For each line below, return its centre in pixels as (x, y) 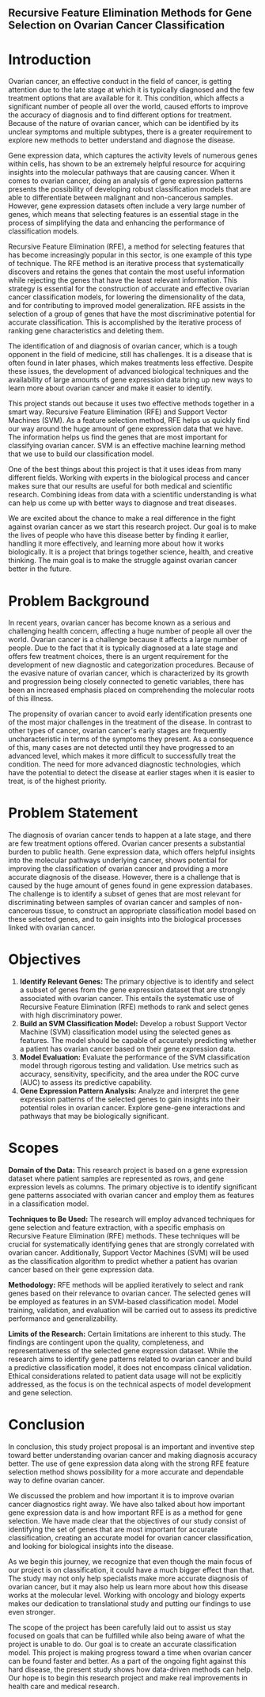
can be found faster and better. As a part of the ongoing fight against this (127, 1661)
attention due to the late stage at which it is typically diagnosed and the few (131, 89)
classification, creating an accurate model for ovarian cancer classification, (131, 1538)
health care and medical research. (64, 1687)
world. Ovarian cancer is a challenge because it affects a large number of (128, 640)
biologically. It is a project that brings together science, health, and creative (131, 552)
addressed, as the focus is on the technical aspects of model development (130, 1384)
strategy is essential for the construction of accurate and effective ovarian (129, 289)
